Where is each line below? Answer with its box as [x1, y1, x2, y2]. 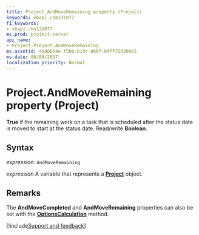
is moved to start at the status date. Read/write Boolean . [6, 125, 147, 132]
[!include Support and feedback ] [6, 222, 86, 230]
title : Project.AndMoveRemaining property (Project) [6, 8, 143, 15]
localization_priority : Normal [6, 59, 86, 65]
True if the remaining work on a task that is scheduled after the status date [6, 119, 193, 126]
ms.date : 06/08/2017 [6, 54, 59, 60]
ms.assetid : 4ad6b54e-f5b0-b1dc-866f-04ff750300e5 [6, 48, 137, 55]
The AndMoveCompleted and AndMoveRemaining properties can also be [6, 204, 194, 211]
